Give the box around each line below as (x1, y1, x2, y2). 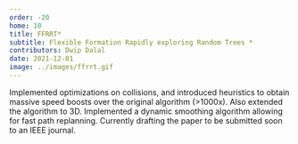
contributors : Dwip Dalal (9, 46, 105, 55)
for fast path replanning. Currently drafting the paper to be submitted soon (9, 115, 283, 125)
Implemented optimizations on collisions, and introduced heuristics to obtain (9, 86, 290, 98)
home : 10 (9, 21, 42, 30)
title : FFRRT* (9, 29, 62, 38)
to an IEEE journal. (9, 124, 76, 135)
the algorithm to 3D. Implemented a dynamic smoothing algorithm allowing (9, 106, 283, 116)
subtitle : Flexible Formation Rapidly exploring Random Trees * (9, 37, 253, 47)
